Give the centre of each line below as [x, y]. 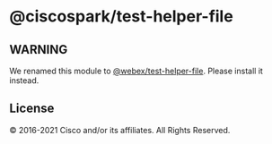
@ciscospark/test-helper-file [121, 17]
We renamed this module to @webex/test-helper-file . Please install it [136, 71]
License [32, 109]
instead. [24, 80]
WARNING [39, 50]
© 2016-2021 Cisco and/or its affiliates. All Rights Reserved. [120, 130]
